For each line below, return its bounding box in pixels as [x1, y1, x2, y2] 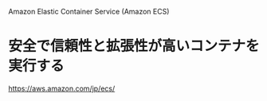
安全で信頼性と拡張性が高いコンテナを [8, 37, 261, 55]
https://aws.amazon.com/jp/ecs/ [8, 84, 116, 93]
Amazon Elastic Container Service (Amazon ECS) [8, 7, 170, 16]
